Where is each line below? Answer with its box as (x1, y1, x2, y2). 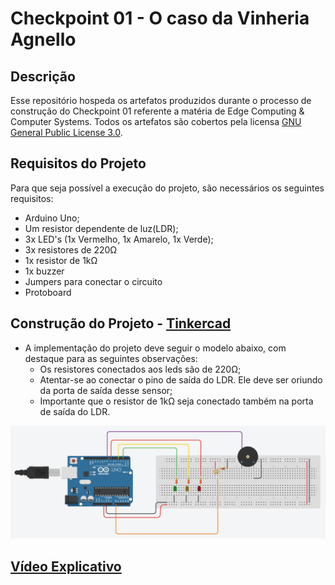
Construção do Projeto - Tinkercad (10, 315, 232, 332)
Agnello (10, 28, 77, 51)
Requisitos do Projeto (10, 155, 147, 172)
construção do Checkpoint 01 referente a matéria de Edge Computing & (10, 105, 305, 117)
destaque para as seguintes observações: (24, 352, 198, 364)
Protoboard (24, 286, 72, 298)
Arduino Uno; (24, 212, 80, 224)
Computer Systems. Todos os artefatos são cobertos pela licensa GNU (10, 116, 302, 127)
